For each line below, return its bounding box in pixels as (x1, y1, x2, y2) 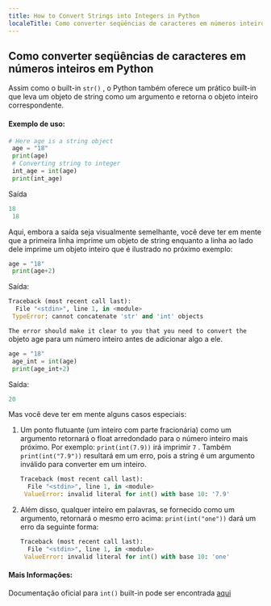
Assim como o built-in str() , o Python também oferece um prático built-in (8, 83, 256, 93)
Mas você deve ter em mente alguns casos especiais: (8, 410, 187, 419)
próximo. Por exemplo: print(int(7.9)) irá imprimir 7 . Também (19, 442, 231, 452)
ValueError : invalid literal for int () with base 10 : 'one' (23, 553, 231, 561)
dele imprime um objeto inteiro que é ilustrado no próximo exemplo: (8, 244, 233, 254)
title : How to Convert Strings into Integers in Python (8, 11, 200, 20)
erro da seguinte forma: (19, 522, 99, 532)
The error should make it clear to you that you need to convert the (8, 326, 248, 335)
